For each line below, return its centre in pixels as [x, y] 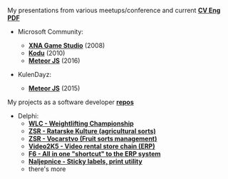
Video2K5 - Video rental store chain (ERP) [92, 146]
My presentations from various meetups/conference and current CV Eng [114, 10]
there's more [47, 169]
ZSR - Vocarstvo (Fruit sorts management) [93, 139]
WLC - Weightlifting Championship [81, 123]
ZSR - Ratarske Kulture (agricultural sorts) [92, 131]
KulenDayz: [35, 75]
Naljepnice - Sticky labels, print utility [85, 161]
